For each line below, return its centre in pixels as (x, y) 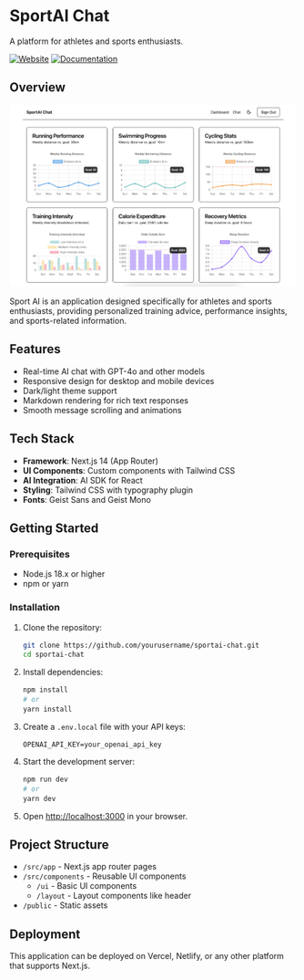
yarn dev (39, 798)
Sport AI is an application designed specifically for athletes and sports (141, 301)
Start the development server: (79, 761)
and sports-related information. (68, 320)
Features (35, 349)
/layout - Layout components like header (114, 896)
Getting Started (54, 528)
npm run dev (45, 779)
